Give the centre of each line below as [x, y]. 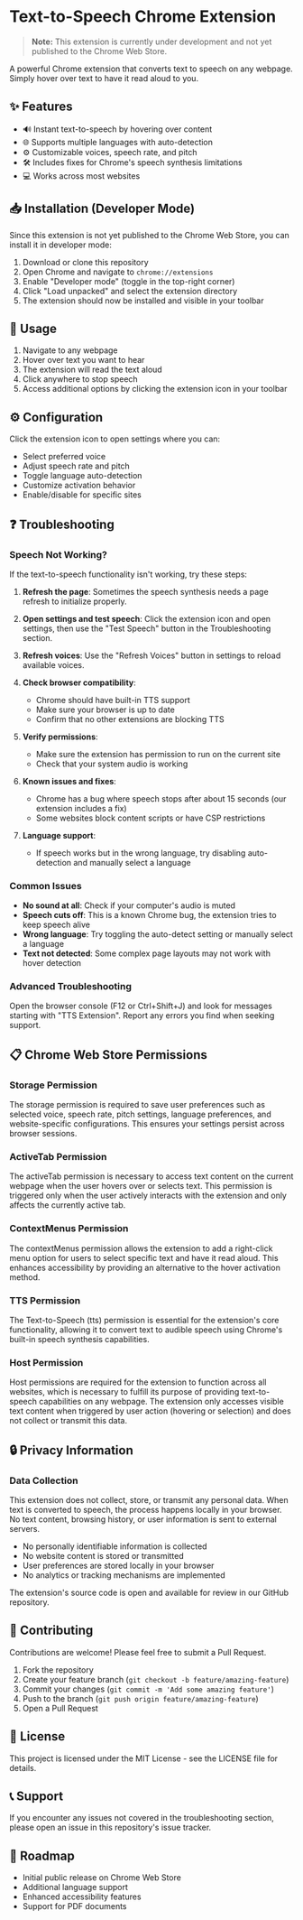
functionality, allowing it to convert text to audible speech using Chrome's [146, 1330]
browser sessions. [43, 1134]
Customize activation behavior [79, 486]
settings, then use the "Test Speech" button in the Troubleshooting [147, 628]
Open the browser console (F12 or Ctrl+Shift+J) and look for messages [141, 1006]
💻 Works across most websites [81, 176]
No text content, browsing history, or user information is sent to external [143, 1519]
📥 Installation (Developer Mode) [102, 209]
